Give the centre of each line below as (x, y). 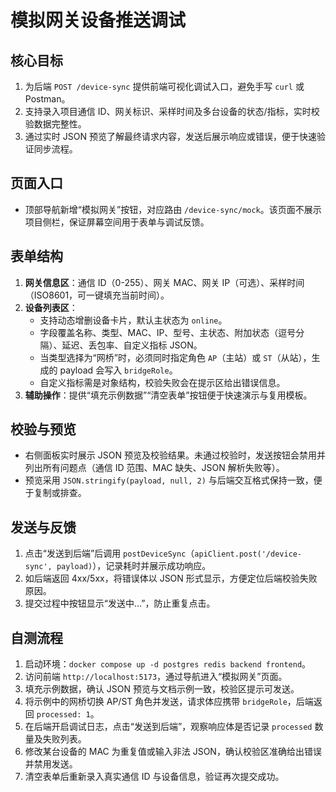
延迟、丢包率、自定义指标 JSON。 (132, 345)
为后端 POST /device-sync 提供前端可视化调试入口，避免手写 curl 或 (164, 86)
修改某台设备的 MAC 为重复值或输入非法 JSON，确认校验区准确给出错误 (173, 752)
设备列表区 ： (51, 307)
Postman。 (47, 99)
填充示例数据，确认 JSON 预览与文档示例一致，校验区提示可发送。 (162, 689)
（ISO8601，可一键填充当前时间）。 (97, 295)
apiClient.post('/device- (248, 554)
